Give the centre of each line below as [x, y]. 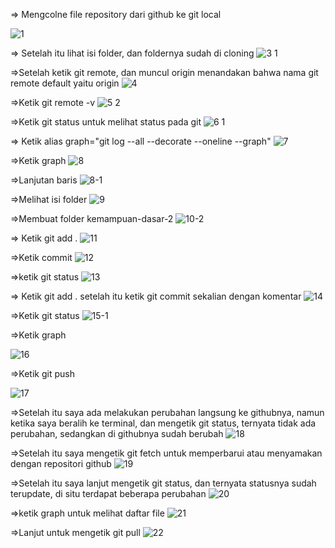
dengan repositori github [61, 463]
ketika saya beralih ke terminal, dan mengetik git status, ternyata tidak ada [163, 423]
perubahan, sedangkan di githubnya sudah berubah [117, 433]
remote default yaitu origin [65, 83]
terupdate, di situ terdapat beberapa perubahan [108, 493]
